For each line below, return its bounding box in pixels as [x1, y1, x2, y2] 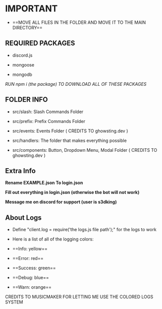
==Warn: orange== [12, 284, 52, 290]
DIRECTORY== [12, 24, 43, 30]
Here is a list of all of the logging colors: [12, 236, 94, 242]
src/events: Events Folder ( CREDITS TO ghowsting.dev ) [12, 127, 128, 134]
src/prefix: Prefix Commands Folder [12, 118, 86, 124]
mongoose [12, 62, 35, 67]
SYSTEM [5, 299, 23, 305]
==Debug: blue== [12, 275, 49, 281]
